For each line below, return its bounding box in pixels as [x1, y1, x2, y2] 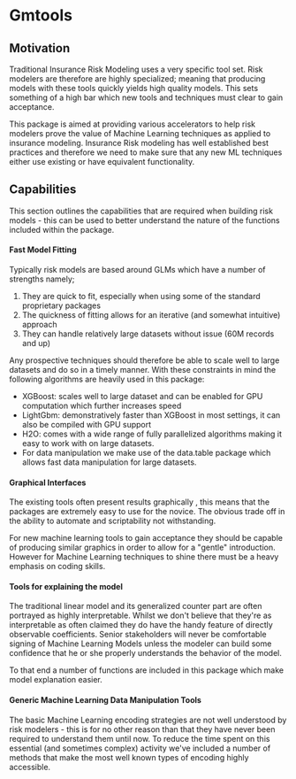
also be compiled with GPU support [21, 420, 152, 430]
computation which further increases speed [21, 400, 182, 412]
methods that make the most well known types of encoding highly [9, 752, 249, 762]
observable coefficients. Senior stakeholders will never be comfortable [9, 629, 267, 640]
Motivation [9, 41, 71, 56]
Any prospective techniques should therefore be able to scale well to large [9, 355, 280, 366]
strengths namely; [9, 274, 75, 284]
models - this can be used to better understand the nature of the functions [9, 214, 280, 226]
